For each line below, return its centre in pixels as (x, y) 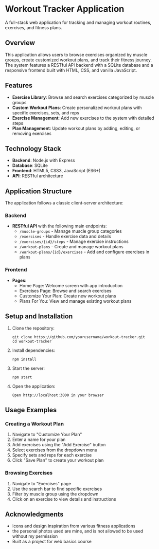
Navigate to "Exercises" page (42, 483)
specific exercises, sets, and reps (45, 112)
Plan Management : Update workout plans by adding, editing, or (76, 128)
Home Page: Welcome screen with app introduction (71, 285)
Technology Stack (33, 149)
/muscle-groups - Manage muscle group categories (71, 231)
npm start (22, 377)
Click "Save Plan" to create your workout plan (58, 460)
